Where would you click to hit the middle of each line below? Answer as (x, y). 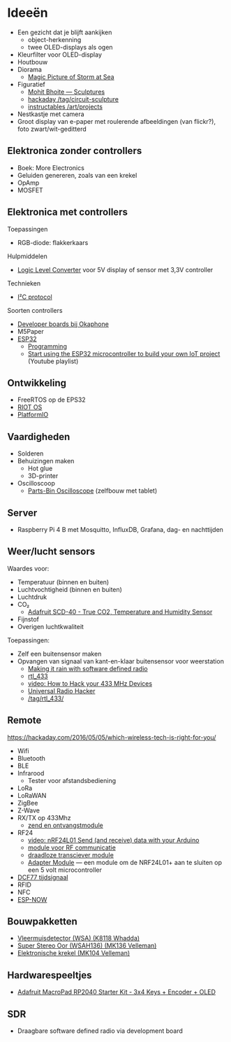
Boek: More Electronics (51, 168)
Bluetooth (31, 758)
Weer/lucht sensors (51, 552)
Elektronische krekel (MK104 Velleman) (74, 953)
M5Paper (30, 331)
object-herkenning (54, 39)
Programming (47, 346)
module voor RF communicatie (72, 847)
